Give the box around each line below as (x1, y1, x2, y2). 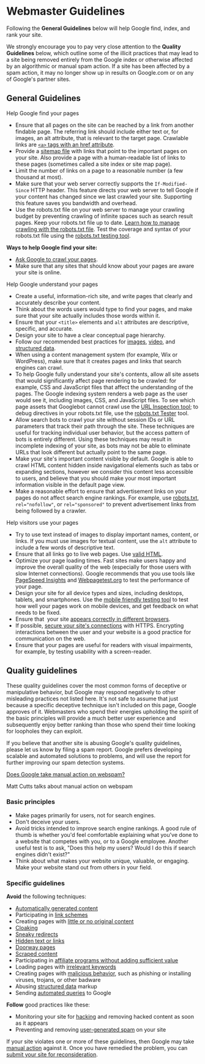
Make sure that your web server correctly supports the (15, 179, 154, 187)
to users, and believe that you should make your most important (15, 474, 176, 482)
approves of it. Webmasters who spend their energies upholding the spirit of (6, 708, 199, 715)
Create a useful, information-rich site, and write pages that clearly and (15, 292, 193, 299)
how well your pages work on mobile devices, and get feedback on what (15, 602, 199, 610)
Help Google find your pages (6, 109, 80, 117)
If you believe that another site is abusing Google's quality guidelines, (6, 739, 182, 746)
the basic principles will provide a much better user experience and (6, 714, 176, 722)
